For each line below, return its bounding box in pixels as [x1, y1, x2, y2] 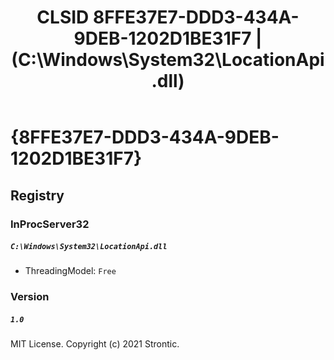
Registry [10, 187, 65, 204]
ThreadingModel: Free [24, 265, 117, 277]
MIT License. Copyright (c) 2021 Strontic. [10, 338, 180, 350]
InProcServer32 [10, 217, 90, 231]
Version [10, 290, 50, 304]
